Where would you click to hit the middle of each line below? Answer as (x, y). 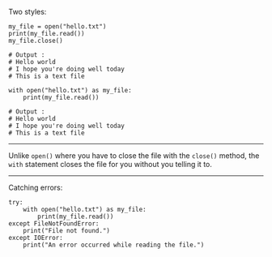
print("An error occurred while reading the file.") (114, 245)
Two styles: (28, 12)
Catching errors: (36, 187)
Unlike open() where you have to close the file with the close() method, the (134, 156)
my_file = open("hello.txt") (57, 27)
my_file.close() (36, 41)
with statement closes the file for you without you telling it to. (110, 164)
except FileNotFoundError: (54, 224)
